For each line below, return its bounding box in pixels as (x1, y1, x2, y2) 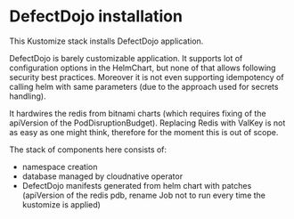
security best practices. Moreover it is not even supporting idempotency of (9, 71, 284, 82)
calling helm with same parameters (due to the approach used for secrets (9, 81, 279, 92)
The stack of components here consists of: (9, 144, 167, 155)
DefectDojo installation (9, 6, 183, 27)
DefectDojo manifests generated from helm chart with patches (21, 180, 252, 191)
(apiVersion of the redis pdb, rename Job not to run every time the (21, 190, 265, 200)
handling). (9, 91, 46, 101)
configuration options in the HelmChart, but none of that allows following (9, 62, 276, 73)
